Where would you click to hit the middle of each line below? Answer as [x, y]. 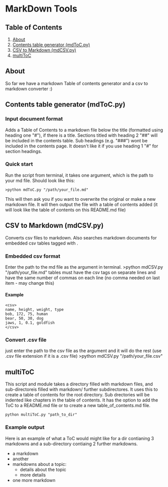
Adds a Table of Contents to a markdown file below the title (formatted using [84, 130]
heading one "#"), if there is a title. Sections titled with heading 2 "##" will [81, 135]
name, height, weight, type [35, 310]
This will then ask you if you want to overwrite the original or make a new [80, 199]
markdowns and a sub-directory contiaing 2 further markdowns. [71, 444]
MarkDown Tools [41, 9]
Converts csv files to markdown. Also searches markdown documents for [81, 237]
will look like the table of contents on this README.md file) [66, 210]
